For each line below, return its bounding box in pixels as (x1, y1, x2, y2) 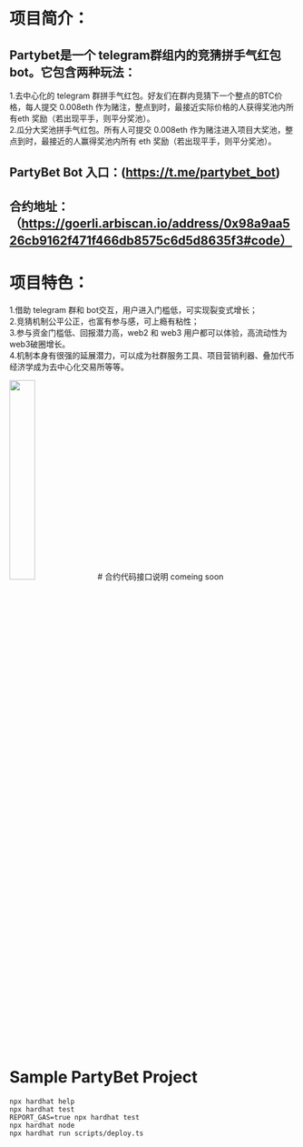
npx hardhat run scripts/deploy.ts (9, 1129, 144, 1138)
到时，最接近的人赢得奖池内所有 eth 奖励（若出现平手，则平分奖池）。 (16, 136, 277, 146)
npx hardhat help (9, 1097, 75, 1106)
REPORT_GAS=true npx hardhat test (9, 1112, 141, 1122)
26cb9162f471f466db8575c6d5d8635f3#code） (9, 233, 293, 248)
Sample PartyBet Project (9, 1066, 198, 1087)
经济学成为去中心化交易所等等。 (9, 361, 129, 372)
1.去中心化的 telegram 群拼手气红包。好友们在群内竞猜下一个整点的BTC (9, 90, 275, 101)
